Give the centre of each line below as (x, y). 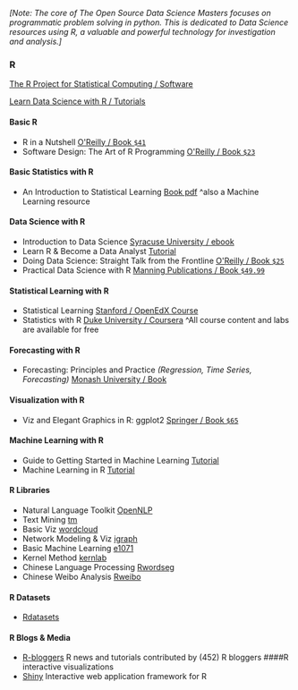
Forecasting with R (45, 350)
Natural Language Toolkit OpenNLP (87, 510)
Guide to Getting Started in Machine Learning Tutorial (120, 460)
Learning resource (56, 201)
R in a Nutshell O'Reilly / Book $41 (84, 141)
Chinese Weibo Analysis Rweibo (81, 576)
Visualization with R (47, 400)
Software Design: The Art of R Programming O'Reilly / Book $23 (139, 151)
